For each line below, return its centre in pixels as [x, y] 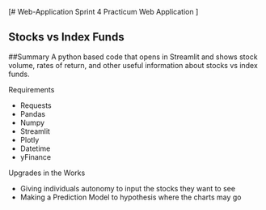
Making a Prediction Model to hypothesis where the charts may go [131, 197]
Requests [36, 105]
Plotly [30, 139]
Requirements [32, 89]
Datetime [35, 148]
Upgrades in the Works [47, 173]
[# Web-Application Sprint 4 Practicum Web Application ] [103, 12]
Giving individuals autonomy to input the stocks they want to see [128, 188]
